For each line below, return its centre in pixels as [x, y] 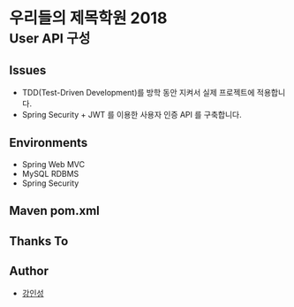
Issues [28, 70]
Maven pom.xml [54, 211]
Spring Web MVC [53, 164]
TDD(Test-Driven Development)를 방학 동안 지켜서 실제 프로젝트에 [138, 92]
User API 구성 [50, 38]
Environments [49, 143]
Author [29, 271]
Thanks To [39, 241]
